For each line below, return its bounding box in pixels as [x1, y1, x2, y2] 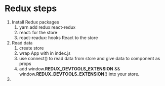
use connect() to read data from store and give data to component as [19, 55, 160, 61]
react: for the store [19, 29, 58, 35]
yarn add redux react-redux [19, 24, 76, 30]
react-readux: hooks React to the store [19, 35, 98, 41]
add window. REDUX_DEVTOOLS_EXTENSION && [19, 65, 121, 71]
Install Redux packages [11, 19, 60, 25]
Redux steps [4, 3, 57, 14]
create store [19, 45, 44, 51]
